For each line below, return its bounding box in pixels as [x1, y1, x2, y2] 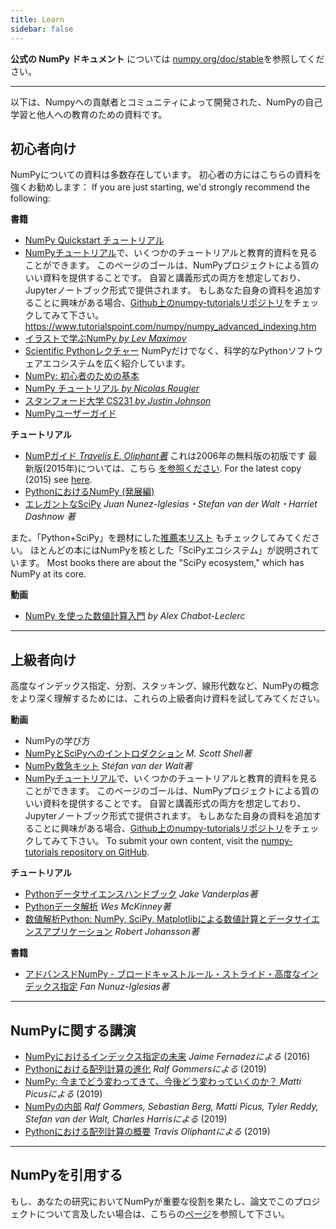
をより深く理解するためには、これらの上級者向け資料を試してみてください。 [10, 692, 325, 705]
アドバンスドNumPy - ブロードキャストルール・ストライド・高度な [24, 968, 302, 980]
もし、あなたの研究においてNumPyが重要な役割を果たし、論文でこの [10, 1195, 295, 1207]
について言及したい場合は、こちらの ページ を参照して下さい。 [36, 1207, 290, 1220]
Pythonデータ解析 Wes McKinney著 [24, 901, 172, 913]
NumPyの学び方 [24, 735, 91, 747]
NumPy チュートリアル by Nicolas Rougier [24, 382, 200, 395]
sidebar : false [10, 24, 74, 34]
